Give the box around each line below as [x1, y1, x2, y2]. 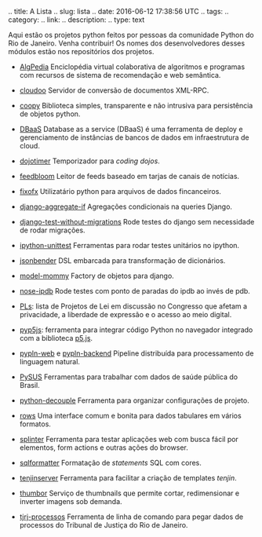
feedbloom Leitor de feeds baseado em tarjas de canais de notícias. [19, 172, 240, 181]
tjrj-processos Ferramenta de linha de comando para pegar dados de [19, 512, 244, 521]
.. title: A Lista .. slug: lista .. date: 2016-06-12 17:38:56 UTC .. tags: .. [8, 7, 229, 16]
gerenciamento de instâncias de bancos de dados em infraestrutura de [19, 133, 249, 142]
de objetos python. [19, 109, 81, 119]
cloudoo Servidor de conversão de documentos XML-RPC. [19, 86, 209, 95]
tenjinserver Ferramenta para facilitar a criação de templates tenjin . [19, 473, 237, 482]
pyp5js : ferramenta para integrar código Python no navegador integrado [19, 325, 253, 334]
